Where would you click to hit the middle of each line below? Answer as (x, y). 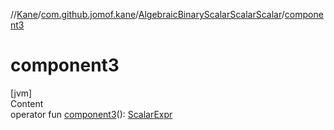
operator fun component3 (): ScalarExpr (91, 114)
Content (27, 103)
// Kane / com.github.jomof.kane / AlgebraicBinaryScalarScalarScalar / (147, 14)
